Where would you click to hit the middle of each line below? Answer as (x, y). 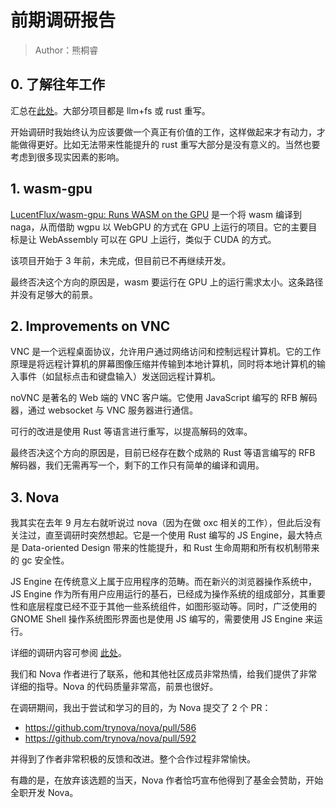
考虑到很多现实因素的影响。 (67, 157)
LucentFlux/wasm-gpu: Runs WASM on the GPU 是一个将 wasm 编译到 (156, 214)
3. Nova (35, 497)
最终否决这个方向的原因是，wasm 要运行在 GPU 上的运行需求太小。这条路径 (167, 282)
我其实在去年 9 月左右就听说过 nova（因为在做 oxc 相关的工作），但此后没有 (166, 523)
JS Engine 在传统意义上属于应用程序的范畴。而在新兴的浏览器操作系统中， (163, 582)
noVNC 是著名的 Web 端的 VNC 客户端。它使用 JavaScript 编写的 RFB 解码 (164, 398)
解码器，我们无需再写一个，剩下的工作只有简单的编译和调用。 (137, 465)
